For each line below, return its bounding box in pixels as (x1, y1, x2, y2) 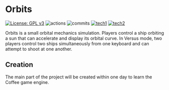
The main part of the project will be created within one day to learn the (5, 74, 152, 80)
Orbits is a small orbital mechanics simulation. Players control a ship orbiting (5, 30, 164, 36)
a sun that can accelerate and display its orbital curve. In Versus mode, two (5, 35, 162, 41)
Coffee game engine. (5, 79, 49, 85)
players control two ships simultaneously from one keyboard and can (5, 40, 149, 46)
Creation (5, 60, 33, 69)
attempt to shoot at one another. (5, 46, 72, 52)
